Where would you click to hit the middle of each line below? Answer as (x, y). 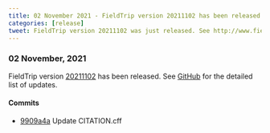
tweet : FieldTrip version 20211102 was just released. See (109, 30)
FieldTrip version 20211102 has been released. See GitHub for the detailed (131, 76)
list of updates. (33, 84)
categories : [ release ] (46, 23)
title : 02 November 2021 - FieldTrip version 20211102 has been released (135, 16)
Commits (24, 103)
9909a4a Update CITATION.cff (71, 120)
